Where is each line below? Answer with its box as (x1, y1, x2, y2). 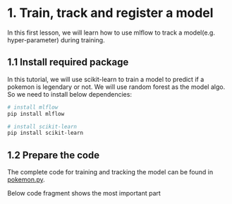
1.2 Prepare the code (7, 149, 100, 161)
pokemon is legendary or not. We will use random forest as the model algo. (7, 83, 226, 91)
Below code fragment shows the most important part (7, 189, 161, 198)
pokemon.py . (7, 175, 46, 184)
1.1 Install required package (7, 56, 129, 68)
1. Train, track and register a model (7, 5, 214, 21)
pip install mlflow (7, 110, 65, 117)
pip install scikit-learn (7, 129, 83, 137)
